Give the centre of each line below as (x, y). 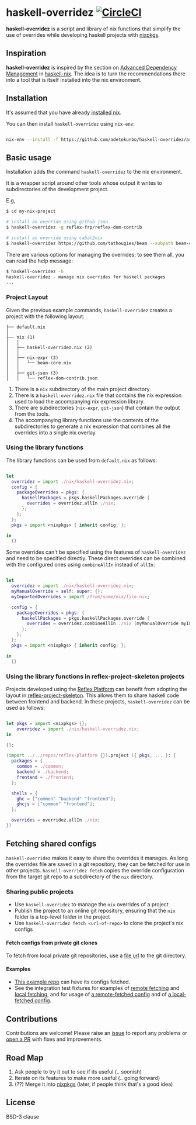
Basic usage (29, 158)
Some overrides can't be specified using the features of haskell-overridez (96, 552)
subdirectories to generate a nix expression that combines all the (92, 426)
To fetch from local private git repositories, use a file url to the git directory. (96, 955)
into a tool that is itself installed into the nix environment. (74, 80)
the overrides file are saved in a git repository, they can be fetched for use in (98, 864)
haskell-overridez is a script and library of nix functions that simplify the (93, 29)
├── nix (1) (20, 337)
